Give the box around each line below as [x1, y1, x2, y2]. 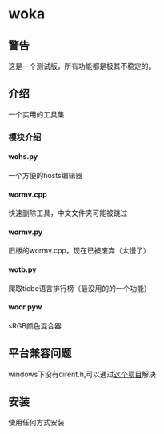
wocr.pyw [8, 302, 42, 312]
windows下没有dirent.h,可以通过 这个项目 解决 [8, 369, 157, 379]
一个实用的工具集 [8, 109, 65, 119]
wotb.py [8, 265, 37, 274]
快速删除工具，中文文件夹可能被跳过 [8, 209, 128, 218]
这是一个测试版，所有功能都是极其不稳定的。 [8, 62, 156, 70]
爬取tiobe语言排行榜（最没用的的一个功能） [8, 283, 152, 293]
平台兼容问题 [8, 347, 72, 360]
